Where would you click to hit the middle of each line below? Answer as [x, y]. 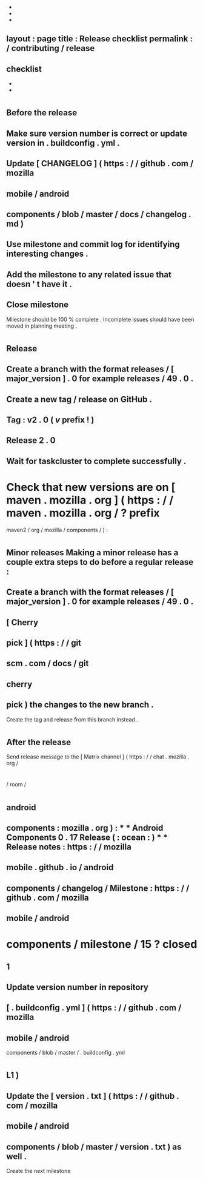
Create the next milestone [38, 1171]
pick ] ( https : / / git [44, 643]
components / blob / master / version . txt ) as [94, 1147]
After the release [39, 742]
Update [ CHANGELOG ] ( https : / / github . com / [100, 164]
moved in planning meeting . [42, 326]
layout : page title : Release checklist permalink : [99, 39]
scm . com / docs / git [48, 664]
